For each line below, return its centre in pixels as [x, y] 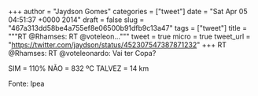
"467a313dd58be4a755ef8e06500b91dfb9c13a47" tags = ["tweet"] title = [128, 28]
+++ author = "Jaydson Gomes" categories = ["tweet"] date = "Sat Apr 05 [128, 11]
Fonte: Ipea [26, 83]
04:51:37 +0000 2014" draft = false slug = [76, 20]
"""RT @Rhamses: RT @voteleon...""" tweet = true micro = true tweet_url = [129, 36]
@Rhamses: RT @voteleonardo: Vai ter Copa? [82, 53]
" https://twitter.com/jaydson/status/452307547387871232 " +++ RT [117, 45]
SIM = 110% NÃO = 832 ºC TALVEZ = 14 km [79, 68]
